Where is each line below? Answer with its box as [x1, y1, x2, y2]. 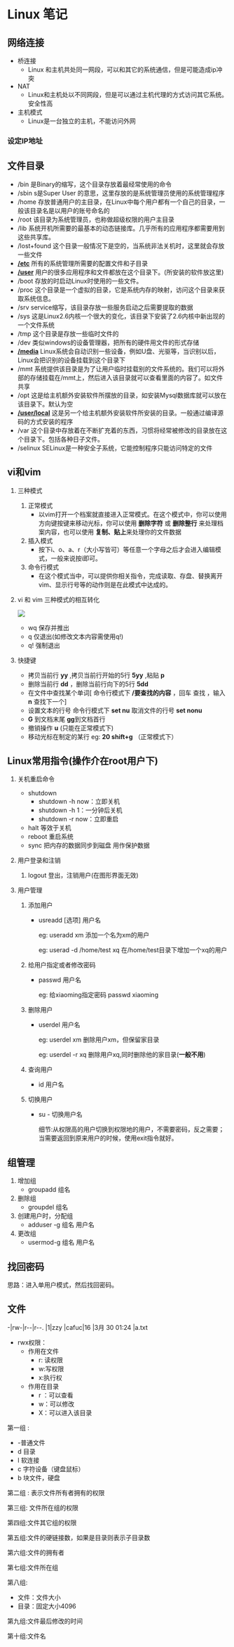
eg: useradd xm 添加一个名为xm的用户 [38, 931, 149, 940]
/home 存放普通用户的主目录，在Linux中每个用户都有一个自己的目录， [17, 198, 219, 206]
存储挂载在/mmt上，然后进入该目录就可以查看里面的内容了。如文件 [29, 373, 223, 382]
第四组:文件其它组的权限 [7, 1518, 77, 1527]
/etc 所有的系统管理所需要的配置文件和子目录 [17, 259, 149, 267]
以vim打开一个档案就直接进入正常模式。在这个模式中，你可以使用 [38, 510, 227, 518]
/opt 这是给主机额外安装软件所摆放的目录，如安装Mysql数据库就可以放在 [17, 391, 227, 399]
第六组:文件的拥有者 [7, 1548, 65, 1556]
